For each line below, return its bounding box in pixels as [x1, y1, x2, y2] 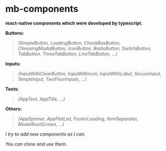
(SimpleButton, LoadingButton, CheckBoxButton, [17, 39, 121, 46]
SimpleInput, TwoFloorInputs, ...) [17, 76, 87, 82]
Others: [5, 105, 22, 112]
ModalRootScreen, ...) [17, 121, 65, 127]
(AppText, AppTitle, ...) [17, 96, 66, 102]
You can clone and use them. [5, 141, 68, 147]
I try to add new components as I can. [5, 131, 86, 137]
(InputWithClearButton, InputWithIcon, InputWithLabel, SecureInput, [17, 70, 161, 77]
